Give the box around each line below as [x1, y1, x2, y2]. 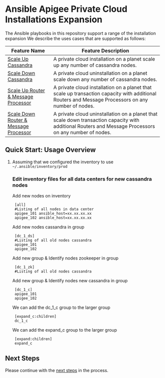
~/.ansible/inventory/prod [12, 164, 68, 169]
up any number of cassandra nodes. [53, 62, 137, 69]
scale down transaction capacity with [53, 116, 139, 123]
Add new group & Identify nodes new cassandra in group [12, 278, 128, 284]
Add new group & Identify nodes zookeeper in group [12, 255, 119, 261]
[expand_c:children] [14, 314, 56, 319]
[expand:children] [14, 337, 53, 341]
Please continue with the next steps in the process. [5, 367, 109, 373]
